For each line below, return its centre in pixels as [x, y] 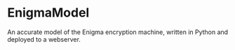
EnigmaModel [48, 13]
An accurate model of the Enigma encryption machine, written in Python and [118, 32]
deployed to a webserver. [44, 39]
